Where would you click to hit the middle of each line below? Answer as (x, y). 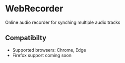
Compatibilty (26, 38)
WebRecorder (34, 9)
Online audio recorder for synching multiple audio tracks (63, 22)
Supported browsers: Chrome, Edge (49, 50)
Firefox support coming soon (42, 55)
